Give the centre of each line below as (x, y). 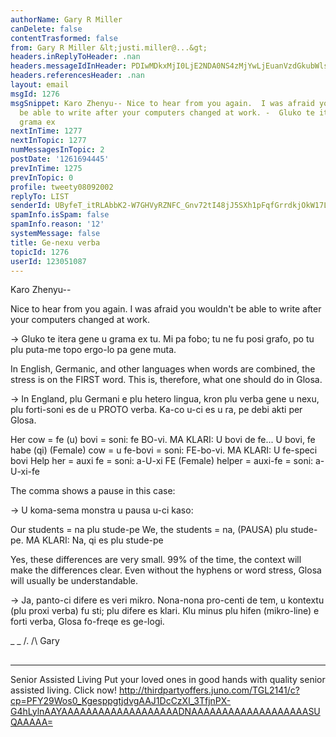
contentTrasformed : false (64, 38)
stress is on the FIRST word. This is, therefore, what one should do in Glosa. (166, 380)
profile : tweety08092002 (62, 187)
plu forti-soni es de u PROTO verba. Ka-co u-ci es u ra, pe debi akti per (156, 410)
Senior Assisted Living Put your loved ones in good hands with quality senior (168, 679)
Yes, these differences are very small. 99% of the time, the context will (156, 560)
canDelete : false (46, 29)
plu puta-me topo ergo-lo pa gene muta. (93, 350)
